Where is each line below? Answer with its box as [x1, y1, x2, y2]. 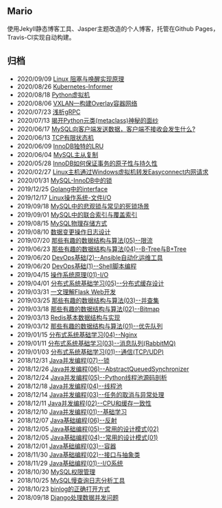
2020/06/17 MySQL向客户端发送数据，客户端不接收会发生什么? [16, 125, 196, 133]
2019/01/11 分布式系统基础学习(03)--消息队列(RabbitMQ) [16, 339, 176, 347]
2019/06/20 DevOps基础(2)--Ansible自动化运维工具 [16, 253, 163, 261]
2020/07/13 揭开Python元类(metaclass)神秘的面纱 [16, 116, 159, 124]
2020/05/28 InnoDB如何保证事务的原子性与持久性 [16, 159, 158, 167]
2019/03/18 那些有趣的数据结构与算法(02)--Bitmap [16, 304, 160, 313]
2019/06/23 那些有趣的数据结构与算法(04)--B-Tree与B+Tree [16, 245, 187, 253]
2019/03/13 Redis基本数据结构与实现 [16, 313, 121, 322]
